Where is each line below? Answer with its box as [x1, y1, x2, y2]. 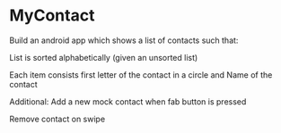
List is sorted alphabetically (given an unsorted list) [9, 52, 198, 62]
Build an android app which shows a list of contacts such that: [9, 35, 239, 46]
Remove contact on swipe [9, 113, 106, 124]
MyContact [9, 5, 95, 26]
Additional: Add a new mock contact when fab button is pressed [9, 96, 247, 107]
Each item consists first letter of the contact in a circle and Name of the [9, 69, 273, 80]
